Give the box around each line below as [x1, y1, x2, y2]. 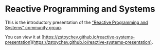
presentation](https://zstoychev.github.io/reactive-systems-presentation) [5, 39, 152, 45]
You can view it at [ [5, 34, 44, 40]
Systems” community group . [5, 24, 62, 30]
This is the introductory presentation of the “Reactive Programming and [5, 19, 148, 25]
